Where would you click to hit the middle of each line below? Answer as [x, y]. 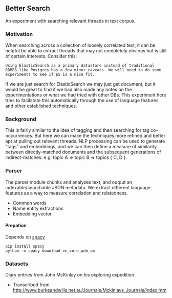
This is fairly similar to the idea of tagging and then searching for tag [78, 130]
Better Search [28, 8]
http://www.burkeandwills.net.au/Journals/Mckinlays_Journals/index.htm [90, 290]
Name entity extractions [38, 208]
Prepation [16, 226]
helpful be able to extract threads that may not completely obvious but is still [86, 51]
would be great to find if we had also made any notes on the [69, 90]
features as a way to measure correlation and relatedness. [67, 193]
